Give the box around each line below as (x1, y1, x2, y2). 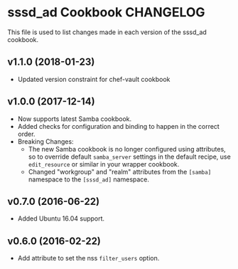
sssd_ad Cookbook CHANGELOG (7, 4, 205, 21)
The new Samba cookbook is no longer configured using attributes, (28, 144, 226, 153)
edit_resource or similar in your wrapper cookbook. (28, 159, 180, 168)
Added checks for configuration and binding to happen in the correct (17, 122, 220, 130)
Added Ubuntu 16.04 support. (17, 214, 105, 223)
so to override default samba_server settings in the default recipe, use (28, 152, 231, 161)
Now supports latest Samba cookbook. (17, 115, 132, 123)
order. (17, 130, 36, 138)
